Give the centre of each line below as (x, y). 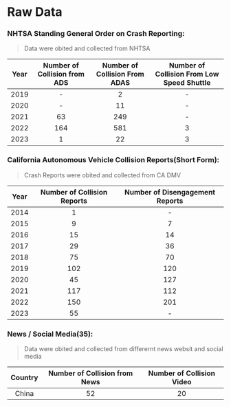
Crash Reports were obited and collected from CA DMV (102, 175)
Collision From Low (187, 75)
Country (24, 378)
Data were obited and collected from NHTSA (87, 48)
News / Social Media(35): (50, 334)
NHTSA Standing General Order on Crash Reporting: (96, 34)
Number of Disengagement (169, 192)
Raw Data (35, 12)
